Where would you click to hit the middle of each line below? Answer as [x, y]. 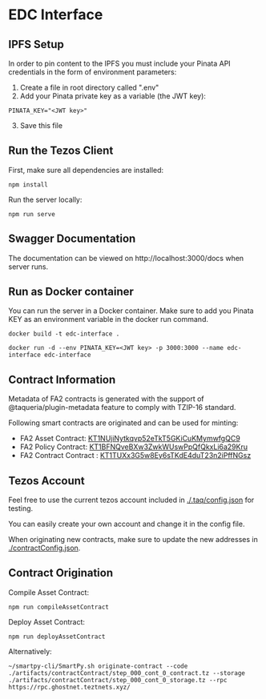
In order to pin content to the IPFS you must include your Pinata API [119, 63]
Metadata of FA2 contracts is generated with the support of [106, 399]
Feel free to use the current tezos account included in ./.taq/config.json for [131, 500]
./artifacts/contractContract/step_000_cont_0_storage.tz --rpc [118, 680]
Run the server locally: [45, 199]
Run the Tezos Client [61, 151]
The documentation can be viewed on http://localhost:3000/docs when [126, 258]
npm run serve [32, 214]
